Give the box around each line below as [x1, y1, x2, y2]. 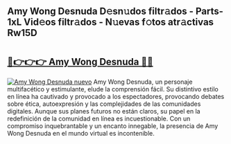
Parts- [195, 6, 224, 17]
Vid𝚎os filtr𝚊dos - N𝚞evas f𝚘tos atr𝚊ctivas [24, 17, 214, 28]
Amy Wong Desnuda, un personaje [93, 78, 193, 86]
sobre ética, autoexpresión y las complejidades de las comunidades [7, 100, 201, 108]
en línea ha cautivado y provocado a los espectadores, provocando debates [7, 93, 225, 100]
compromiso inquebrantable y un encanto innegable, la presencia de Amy [7, 122, 219, 130]
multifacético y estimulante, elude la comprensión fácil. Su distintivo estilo [7, 85, 219, 93]
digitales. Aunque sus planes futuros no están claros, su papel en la [7, 107, 200, 115]
